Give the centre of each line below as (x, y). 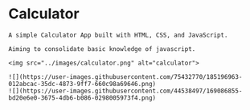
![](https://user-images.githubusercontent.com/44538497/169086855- (125, 91)
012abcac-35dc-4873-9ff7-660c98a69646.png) (82, 84)
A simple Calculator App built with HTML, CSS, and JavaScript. (118, 35)
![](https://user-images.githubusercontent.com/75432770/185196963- (125, 77)
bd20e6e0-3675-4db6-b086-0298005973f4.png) (82, 98)
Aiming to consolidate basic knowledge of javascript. (102, 49)
